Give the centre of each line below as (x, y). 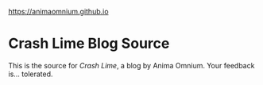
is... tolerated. (31, 74)
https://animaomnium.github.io (58, 12)
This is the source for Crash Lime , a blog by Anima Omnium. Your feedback (131, 65)
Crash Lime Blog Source (89, 44)
